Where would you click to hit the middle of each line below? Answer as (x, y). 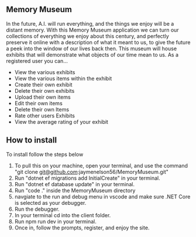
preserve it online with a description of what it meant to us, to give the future (98, 42)
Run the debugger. (37, 209)
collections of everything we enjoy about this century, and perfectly (88, 36)
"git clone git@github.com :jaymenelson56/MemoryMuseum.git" (91, 172)
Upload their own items (43, 97)
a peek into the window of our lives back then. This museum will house (92, 48)
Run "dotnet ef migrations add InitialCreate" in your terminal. (87, 178)
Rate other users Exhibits (44, 116)
